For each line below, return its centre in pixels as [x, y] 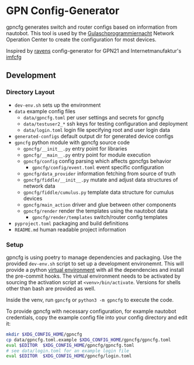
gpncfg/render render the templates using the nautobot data [96, 211]
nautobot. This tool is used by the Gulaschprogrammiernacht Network [90, 33]
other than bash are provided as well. [51, 288]
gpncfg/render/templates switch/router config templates [100, 217]
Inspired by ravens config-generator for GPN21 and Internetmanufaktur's [94, 50]
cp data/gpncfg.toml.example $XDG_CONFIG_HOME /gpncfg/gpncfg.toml [89, 340]
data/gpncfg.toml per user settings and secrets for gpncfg [93, 117]
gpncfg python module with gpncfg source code [72, 142]
